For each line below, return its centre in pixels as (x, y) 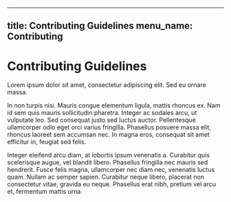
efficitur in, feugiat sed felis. (47, 142)
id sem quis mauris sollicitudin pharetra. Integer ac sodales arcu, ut (102, 113)
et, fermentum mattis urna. (45, 192)
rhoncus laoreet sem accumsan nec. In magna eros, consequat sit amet (108, 135)
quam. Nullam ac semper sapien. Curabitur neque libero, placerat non (106, 177)
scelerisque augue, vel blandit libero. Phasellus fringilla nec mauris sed (108, 162)
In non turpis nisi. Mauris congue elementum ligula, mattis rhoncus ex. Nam (114, 105)
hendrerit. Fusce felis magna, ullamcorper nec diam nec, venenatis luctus (111, 170)
